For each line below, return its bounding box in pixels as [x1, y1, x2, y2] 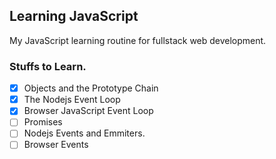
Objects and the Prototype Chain [23, 82, 159, 94]
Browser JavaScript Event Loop [23, 105, 154, 117]
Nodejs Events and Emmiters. [23, 127, 146, 139]
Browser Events [23, 139, 89, 151]
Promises [23, 116, 63, 128]
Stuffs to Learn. [9, 59, 87, 73]
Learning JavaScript [9, 8, 139, 25]
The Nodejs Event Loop [23, 94, 121, 106]
